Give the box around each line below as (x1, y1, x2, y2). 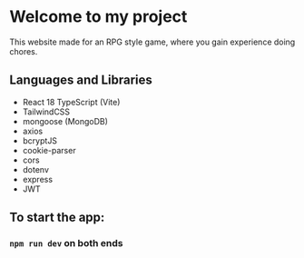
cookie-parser (22, 144, 76, 155)
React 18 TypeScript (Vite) (22, 96, 121, 107)
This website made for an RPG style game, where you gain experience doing (9, 36, 296, 47)
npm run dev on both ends (9, 237, 123, 250)
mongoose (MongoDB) (22, 115, 109, 126)
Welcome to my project (9, 6, 188, 27)
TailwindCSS (22, 106, 71, 117)
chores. (9, 45, 38, 56)
